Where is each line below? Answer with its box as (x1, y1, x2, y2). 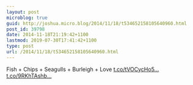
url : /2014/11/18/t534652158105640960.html (6, 49, 119, 55)
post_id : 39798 (6, 26, 45, 32)
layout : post (6, 9, 40, 15)
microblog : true (6, 15, 48, 21)
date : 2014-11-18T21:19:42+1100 (6, 32, 89, 38)
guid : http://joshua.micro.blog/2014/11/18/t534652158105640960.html (6, 20, 188, 26)
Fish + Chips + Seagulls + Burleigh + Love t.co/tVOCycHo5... (6, 65, 159, 73)
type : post (6, 43, 34, 50)
